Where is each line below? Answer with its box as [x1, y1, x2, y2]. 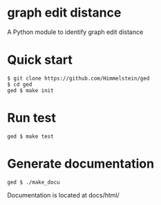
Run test [7, 110, 57, 126]
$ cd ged [7, 81, 32, 88]
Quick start [7, 52, 73, 68]
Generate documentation [7, 156, 154, 171]
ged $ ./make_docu [7, 179, 60, 186]
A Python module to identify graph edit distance [7, 28, 144, 36]
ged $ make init [7, 87, 54, 94]
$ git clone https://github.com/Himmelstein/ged [7, 75, 150, 82]
